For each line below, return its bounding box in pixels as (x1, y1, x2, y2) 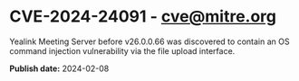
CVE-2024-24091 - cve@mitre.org (9, 6, 277, 27)
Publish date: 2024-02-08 (9, 63, 110, 74)
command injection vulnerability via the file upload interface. (9, 45, 236, 56)
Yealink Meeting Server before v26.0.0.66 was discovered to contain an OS (9, 36, 290, 47)
